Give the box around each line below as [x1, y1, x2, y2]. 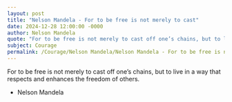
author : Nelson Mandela [7, 29, 76, 37]
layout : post [7, 10, 45, 17]
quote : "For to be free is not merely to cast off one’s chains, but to [7, 36, 221, 43]
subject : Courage [7, 42, 57, 49]
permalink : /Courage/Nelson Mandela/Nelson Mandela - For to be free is [7, 49, 221, 56]
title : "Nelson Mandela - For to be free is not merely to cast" [7, 17, 199, 23]
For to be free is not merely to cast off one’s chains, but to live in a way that [7, 67, 221, 76]
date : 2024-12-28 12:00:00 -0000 [7, 23, 104, 30]
